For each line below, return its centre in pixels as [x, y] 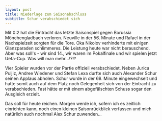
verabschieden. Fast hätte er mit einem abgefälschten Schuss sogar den [78, 89]
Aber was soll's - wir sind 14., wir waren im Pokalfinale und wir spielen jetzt [81, 53]
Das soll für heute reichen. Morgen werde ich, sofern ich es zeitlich [73, 104]
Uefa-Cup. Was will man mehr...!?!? [40, 59]
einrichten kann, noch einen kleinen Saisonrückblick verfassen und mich [78, 109]
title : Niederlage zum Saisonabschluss [46, 14]
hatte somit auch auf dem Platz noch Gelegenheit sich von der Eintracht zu [81, 84]
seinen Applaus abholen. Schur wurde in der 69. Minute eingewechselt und [81, 78]
